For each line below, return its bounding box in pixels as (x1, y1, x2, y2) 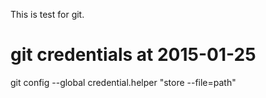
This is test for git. (10, 9, 85, 20)
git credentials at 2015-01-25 (10, 44, 257, 66)
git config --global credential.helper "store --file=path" (10, 76, 237, 88)
